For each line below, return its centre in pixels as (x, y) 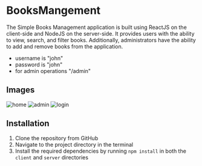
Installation (28, 123)
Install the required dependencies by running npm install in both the (100, 151)
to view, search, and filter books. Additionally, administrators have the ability (101, 40)
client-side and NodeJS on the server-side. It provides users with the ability (100, 33)
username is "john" (39, 58)
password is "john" (39, 65)
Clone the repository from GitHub (57, 138)
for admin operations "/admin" (53, 71)
